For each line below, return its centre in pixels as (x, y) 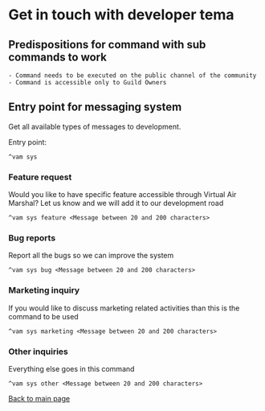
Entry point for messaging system (95, 107)
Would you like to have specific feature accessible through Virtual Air (122, 195)
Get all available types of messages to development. (95, 126)
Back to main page (39, 399)
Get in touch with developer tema (121, 15)
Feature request (40, 177)
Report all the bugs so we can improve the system (91, 256)
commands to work (57, 57)
